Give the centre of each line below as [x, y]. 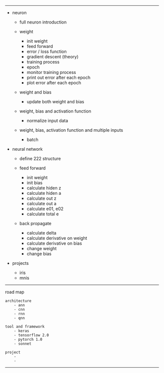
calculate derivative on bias [54, 243]
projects [20, 263]
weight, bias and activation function [55, 111]
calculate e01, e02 [45, 209]
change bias [39, 254]
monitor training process [51, 72]
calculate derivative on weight [57, 238]
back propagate [35, 223]
